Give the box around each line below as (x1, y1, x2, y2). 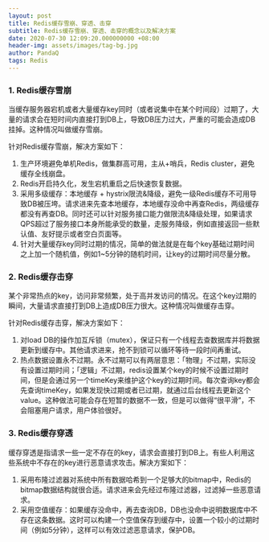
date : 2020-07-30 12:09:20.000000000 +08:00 (8, 34, 160, 43)
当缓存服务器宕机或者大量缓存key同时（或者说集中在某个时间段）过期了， (8, 105, 253, 114)
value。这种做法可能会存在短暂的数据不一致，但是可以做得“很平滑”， (19, 396, 249, 405)
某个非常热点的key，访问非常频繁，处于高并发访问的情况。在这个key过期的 (8, 291, 257, 301)
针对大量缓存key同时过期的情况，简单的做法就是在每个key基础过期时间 (19, 239, 255, 249)
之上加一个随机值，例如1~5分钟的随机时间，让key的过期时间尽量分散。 (19, 249, 255, 259)
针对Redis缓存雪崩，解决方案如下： (8, 142, 126, 151)
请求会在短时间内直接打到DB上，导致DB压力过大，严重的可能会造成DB (22, 114, 255, 125)
